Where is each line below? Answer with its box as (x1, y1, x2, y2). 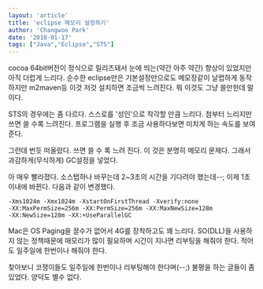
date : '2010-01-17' (8, 33, 72, 42)
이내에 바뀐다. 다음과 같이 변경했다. (8, 182, 116, 192)
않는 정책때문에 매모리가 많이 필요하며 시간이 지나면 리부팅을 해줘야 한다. (16, 236, 239, 246)
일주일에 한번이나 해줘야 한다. (16, 246, 108, 255)
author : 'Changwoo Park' (8, 26, 90, 34)
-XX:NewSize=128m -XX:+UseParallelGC (8, 211, 132, 220)
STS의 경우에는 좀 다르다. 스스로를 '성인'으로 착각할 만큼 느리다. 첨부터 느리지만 (8, 109, 252, 119)
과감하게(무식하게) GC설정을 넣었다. (8, 155, 119, 165)
